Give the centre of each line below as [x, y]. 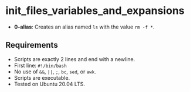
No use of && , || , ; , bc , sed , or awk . [55, 72]
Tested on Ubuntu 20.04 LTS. [50, 84]
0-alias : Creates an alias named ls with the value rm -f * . [84, 27]
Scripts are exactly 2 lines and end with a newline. [74, 59]
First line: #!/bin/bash [40, 65]
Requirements [32, 45]
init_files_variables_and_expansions [95, 11]
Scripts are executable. [42, 77]
